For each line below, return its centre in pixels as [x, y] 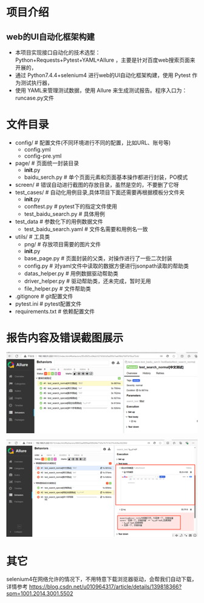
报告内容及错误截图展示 [65, 338]
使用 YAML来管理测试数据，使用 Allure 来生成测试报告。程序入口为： [101, 90]
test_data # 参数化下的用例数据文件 [59, 221]
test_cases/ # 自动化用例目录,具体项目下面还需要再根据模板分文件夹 [100, 192]
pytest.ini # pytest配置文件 [48, 303]
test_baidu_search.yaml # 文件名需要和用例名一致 [86, 229]
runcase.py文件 [35, 98]
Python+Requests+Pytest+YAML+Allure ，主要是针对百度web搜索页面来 [105, 60]
